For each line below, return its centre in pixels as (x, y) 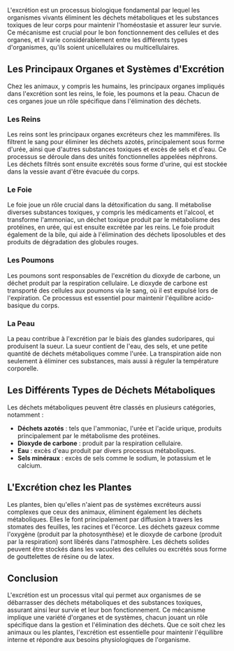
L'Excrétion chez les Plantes (70, 488)
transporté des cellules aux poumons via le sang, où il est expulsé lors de (113, 290)
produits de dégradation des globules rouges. (73, 242)
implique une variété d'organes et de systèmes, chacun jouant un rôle (108, 617)
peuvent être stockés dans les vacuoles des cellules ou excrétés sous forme (117, 549)
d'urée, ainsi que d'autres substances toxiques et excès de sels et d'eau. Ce (117, 149)
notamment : (25, 414)
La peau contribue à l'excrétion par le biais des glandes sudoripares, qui (111, 338)
